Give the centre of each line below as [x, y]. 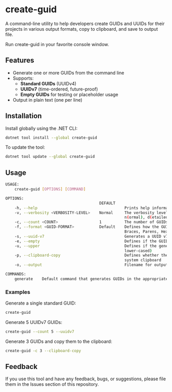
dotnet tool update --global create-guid [50, 157]
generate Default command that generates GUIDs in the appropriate [91, 279]
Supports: [23, 78]
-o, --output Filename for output [91, 265]
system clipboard [143, 260]
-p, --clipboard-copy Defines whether [87, 256]
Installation [24, 116]
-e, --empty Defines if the [86, 241]
